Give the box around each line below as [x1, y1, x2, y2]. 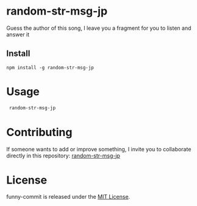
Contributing [6, 125, 73, 139]
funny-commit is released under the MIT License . [6, 193, 131, 201]
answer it [6, 30, 30, 38]
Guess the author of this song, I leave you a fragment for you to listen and [6, 24, 192, 32]
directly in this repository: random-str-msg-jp [6, 152, 121, 159]
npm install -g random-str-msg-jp [6, 64, 95, 70]
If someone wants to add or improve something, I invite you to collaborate [6, 145, 192, 153]
